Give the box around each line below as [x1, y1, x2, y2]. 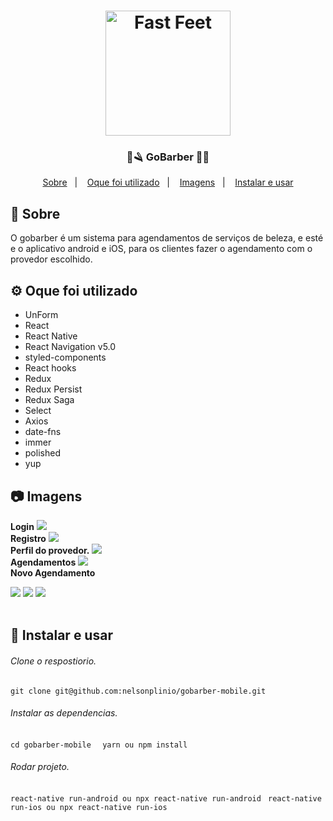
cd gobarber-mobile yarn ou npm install [10, 740, 188, 750]
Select [24, 405, 52, 417]
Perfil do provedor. [10, 544, 90, 556]
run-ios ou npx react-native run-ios [10, 802, 168, 812]
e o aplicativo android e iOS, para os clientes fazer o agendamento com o [10, 243, 313, 255]
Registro [10, 532, 47, 544]
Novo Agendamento [10, 566, 96, 579]
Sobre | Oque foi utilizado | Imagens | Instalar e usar [42, 176, 294, 189]
